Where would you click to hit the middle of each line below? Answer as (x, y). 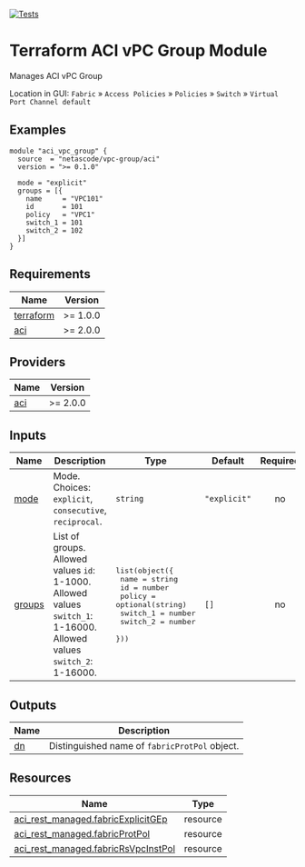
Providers (38, 362)
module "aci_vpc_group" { (58, 151)
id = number (145, 588)
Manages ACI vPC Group (56, 75)
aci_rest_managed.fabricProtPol (82, 833)
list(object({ (145, 570)
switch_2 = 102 (54, 230)
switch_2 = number (158, 621)
